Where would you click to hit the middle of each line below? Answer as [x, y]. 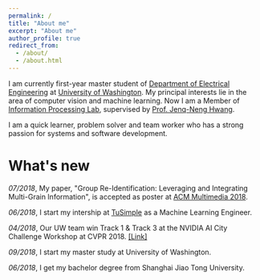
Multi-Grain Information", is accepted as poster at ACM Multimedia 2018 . [128, 196]
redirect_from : [34, 46]
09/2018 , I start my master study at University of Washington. [110, 252]
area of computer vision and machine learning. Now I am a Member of [124, 101]
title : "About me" [39, 23]
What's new [49, 166]
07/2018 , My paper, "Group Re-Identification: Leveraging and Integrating [128, 188]
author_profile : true [45, 38]
